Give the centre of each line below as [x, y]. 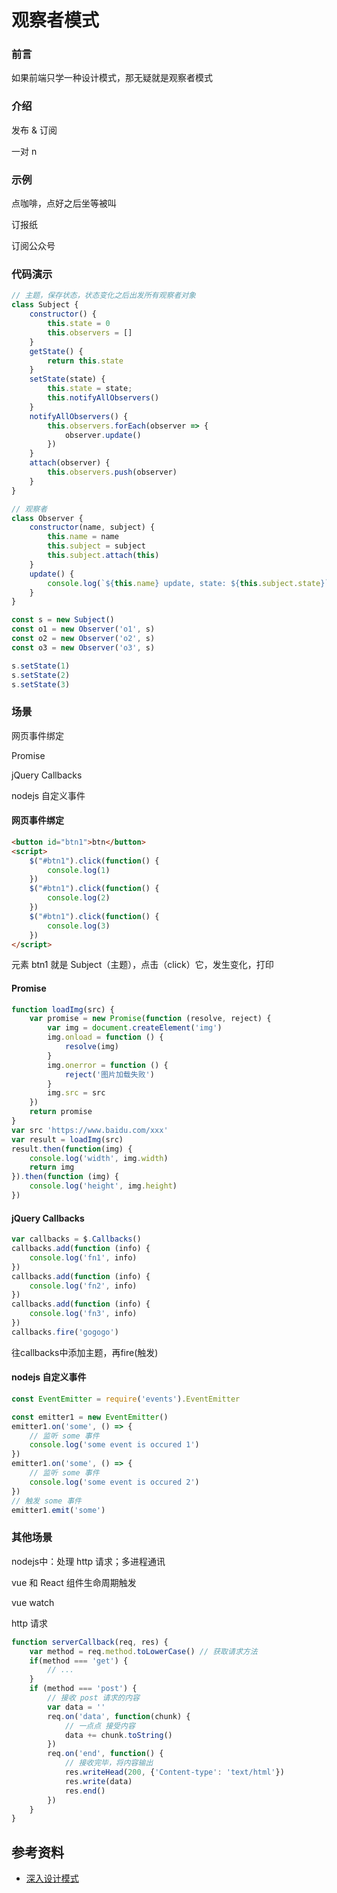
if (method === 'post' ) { [83, 1689]
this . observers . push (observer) [112, 472]
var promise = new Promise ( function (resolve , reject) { [150, 1019]
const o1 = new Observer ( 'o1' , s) [83, 629]
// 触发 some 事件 [46, 1501]
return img [52, 1167]
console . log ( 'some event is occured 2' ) [114, 1482]
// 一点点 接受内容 [100, 1726]
